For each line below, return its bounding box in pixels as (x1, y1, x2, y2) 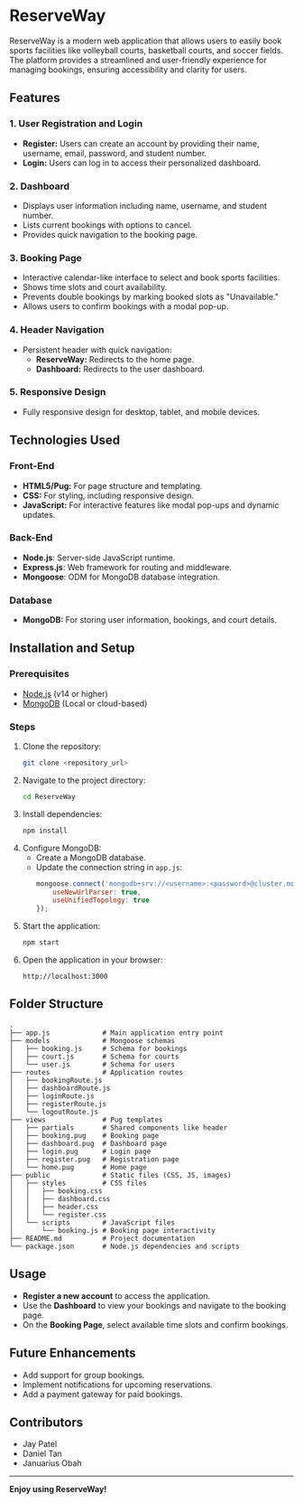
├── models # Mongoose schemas (9, 1036, 176, 1045)
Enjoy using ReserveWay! (9, 1484, 107, 1495)
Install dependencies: (22, 808, 103, 819)
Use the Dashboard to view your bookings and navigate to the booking (22, 1300, 287, 1310)
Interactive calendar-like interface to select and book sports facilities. (22, 272, 280, 283)
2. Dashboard (9, 180, 70, 193)
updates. (22, 509, 56, 520)
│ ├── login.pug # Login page (9, 1147, 151, 1156)
